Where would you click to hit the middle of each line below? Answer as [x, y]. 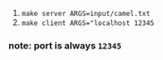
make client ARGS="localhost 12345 [88, 23]
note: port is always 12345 [65, 46]
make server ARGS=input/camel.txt [86, 13]
